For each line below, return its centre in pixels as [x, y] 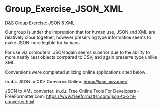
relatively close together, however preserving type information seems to [78, 37]
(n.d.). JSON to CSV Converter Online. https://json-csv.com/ [66, 82]
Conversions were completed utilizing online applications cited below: [76, 72]
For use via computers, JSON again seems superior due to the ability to [78, 52]
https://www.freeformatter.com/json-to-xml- [91, 96]
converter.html [20, 101]
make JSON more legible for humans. [43, 42]
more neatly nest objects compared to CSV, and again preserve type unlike [81, 57]
